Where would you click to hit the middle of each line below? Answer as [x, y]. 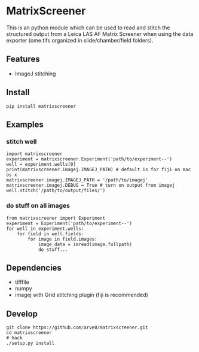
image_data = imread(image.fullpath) [85, 244]
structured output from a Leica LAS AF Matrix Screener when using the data [100, 34]
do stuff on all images [38, 206]
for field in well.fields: [50, 234]
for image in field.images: [62, 239]
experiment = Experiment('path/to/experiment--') [69, 223]
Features [23, 59]
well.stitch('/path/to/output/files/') [56, 191]
